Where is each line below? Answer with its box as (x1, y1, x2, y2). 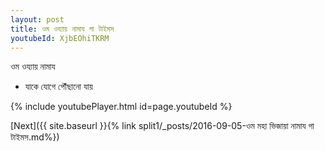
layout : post (10, 14, 65, 25)
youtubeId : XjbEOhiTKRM (10, 33, 110, 43)
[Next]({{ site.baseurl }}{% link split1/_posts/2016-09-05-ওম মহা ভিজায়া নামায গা (10, 120, 315, 132)
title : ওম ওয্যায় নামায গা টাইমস (10, 24, 115, 34)
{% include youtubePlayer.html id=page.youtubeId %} (10, 101, 233, 113)
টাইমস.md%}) (10, 131, 60, 143)
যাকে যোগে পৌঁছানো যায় (24, 81, 93, 93)
